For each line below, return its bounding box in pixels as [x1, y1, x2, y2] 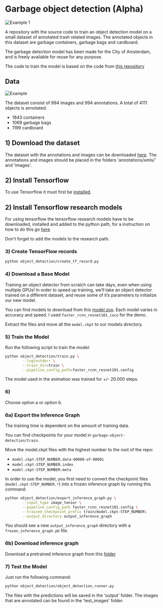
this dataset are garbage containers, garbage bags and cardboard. [5, 39, 139, 45]
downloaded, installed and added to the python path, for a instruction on [5, 221, 150, 227]
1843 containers [12, 114, 45, 120]
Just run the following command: [5, 574, 72, 580]
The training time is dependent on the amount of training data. [5, 423, 130, 429]
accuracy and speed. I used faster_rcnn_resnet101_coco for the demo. [5, 312, 147, 317]
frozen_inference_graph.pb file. [5, 528, 69, 534]
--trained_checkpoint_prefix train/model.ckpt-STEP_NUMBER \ [22, 509, 147, 514]
